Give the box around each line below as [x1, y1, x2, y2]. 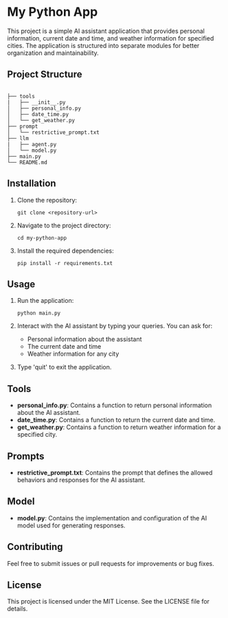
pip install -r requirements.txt [16, 260, 113, 266]
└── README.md [7, 159, 48, 165]
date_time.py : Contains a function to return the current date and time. [16, 416, 216, 424]
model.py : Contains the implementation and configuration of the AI [16, 514, 207, 522]
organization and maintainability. [7, 49, 100, 57]
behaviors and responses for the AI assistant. [16, 476, 146, 484]
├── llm [7, 135, 30, 141]
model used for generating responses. [16, 521, 126, 529]
